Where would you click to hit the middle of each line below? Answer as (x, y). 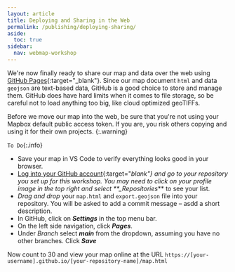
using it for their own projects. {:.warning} (68, 131)
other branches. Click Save (57, 240)
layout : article (31, 14)
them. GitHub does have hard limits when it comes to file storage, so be (110, 95)
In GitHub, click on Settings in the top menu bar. (87, 218)
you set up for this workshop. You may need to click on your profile (115, 181)
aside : (17, 33)
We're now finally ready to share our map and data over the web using (109, 73)
